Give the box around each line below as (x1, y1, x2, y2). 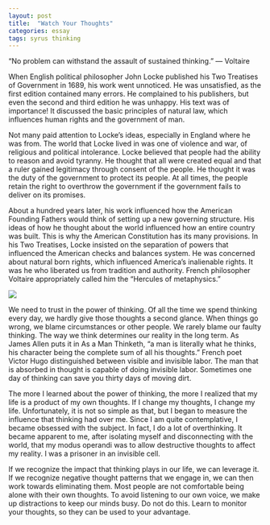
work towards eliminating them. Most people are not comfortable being (8, 482, 244, 491)
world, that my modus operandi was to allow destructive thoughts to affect (8, 440, 255, 450)
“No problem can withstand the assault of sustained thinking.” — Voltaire (8, 56, 251, 66)
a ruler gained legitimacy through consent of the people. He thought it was (8, 164, 256, 174)
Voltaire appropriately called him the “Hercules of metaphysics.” (8, 275, 222, 284)
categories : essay (8, 27, 70, 35)
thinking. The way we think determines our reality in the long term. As (8, 331, 239, 341)
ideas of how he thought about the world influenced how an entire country (8, 223, 255, 233)
